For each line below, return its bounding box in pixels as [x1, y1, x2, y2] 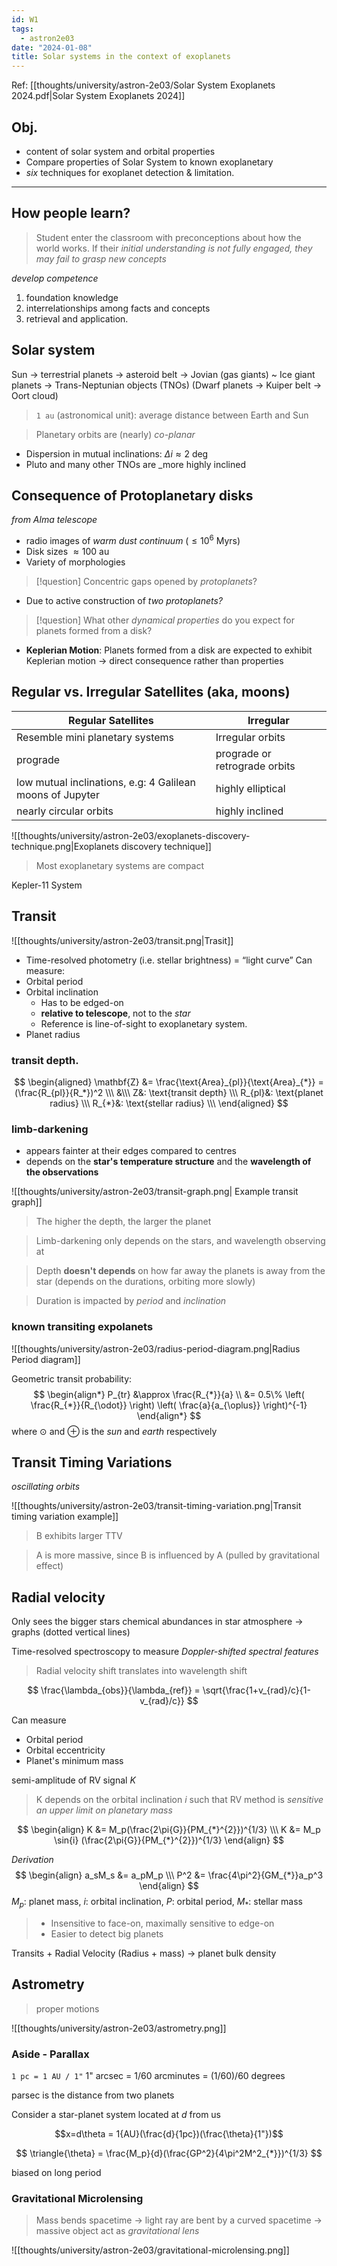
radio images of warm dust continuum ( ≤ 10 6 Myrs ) [25, 533, 241, 547]
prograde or [215, 746, 272, 760]
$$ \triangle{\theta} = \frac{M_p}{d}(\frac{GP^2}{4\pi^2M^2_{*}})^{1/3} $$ [15, 2147, 323, 2160]
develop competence [11, 272, 99, 284]
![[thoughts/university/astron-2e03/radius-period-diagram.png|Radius [11, 1342, 301, 1355]
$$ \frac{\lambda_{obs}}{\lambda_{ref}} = [27, 1684, 201, 1696]
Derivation [11, 1854, 54, 1866]
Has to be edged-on [40, 996, 124, 1008]
